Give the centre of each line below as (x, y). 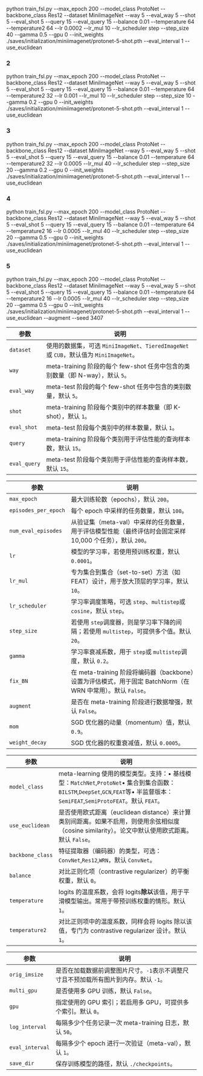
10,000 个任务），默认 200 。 (111, 541)
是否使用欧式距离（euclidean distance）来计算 (125, 813)
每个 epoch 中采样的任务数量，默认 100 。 (130, 511)
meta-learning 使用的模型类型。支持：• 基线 (122, 774)
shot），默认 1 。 (69, 416)
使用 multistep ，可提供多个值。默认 (140, 632)
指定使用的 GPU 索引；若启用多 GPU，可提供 (119, 1003)
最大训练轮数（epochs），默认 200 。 (122, 499)
